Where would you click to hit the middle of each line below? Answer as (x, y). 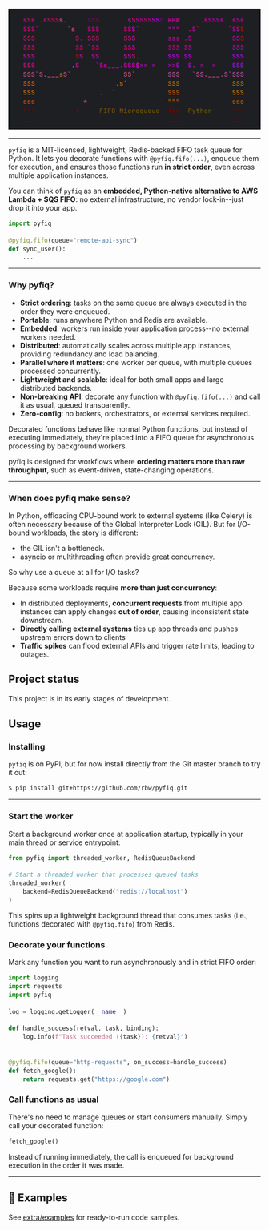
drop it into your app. (43, 207)
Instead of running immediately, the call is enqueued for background (121, 1156)
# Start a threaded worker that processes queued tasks (103, 875)
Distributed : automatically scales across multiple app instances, (126, 345)
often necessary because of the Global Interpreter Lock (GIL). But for (122, 524)
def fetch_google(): (43, 1071)
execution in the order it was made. (66, 1165)
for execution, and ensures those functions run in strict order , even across (131, 167)
